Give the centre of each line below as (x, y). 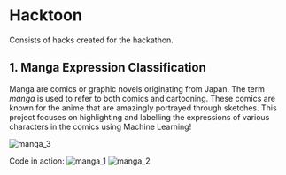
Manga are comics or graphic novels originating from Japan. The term (137, 88)
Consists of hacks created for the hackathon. (92, 40)
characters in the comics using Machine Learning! (100, 126)
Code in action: (37, 161)
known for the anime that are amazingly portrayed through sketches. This (143, 108)
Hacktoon (46, 15)
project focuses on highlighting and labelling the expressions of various (139, 117)
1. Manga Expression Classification (108, 68)
